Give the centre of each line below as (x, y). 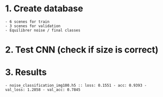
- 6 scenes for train (27, 22)
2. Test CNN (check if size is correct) (82, 50)
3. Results (26, 72)
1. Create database (44, 9)
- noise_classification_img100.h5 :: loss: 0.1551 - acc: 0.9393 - (76, 86)
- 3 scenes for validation (33, 26)
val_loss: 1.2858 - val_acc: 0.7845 (43, 90)
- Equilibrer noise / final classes (43, 30)
